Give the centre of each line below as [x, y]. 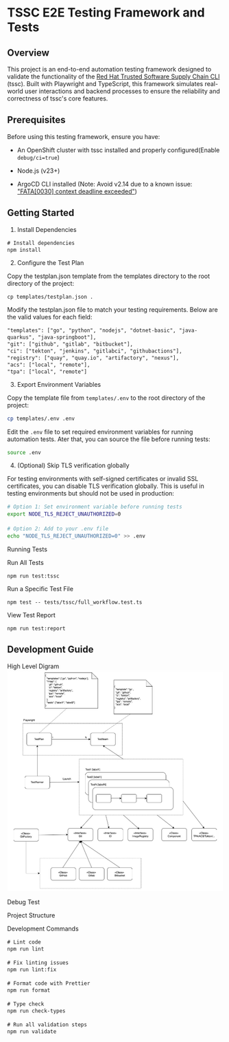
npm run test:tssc [33, 576]
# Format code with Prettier [49, 983]
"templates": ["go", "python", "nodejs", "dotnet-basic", [92, 330]
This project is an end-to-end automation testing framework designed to [109, 69]
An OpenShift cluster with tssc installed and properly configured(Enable [118, 150]
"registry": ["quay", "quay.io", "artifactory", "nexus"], [93, 358]
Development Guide [50, 649]
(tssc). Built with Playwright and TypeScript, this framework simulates [105, 84]
